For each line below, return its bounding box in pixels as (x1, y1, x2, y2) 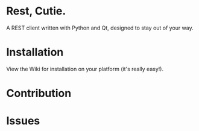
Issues (6, 114, 40, 128)
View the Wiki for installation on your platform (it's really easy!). (6, 65, 164, 72)
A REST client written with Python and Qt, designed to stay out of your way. (6, 24, 194, 31)
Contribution (6, 86, 72, 100)
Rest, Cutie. (6, 4, 66, 18)
